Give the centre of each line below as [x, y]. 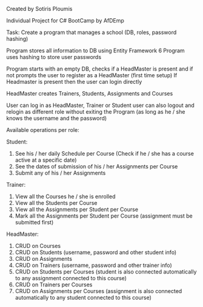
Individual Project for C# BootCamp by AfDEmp [65, 20]
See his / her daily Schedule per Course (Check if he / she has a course [104, 153]
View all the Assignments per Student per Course [76, 209]
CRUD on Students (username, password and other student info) [96, 252]
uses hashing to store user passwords [54, 57]
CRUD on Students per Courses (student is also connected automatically [106, 272]
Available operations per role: [43, 130]
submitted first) [34, 222]
